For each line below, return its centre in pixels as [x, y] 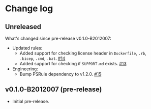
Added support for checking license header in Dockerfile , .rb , [83, 53]
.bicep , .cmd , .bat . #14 [42, 58]
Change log [29, 9]
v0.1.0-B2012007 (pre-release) [54, 90]
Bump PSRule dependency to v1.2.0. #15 [60, 74]
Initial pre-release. [30, 101]
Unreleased [23, 27]
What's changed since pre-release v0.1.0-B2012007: [58, 38]
